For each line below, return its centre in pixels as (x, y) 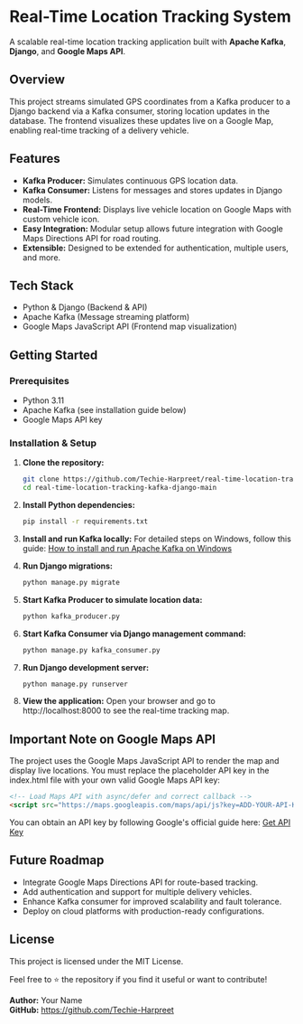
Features (35, 159)
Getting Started (54, 355)
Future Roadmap (57, 860)
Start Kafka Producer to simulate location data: (112, 599)
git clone (41, 479)
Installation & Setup (53, 443)
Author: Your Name (46, 1000)
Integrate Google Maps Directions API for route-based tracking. (140, 882)
